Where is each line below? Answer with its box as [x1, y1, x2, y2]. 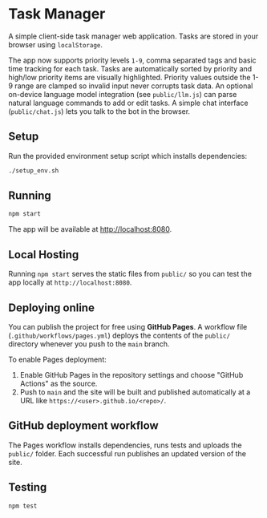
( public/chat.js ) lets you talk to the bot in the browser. [8, 106, 191, 116]
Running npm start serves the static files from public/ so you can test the [8, 269, 253, 279]
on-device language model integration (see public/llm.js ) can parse [8, 89, 237, 99]
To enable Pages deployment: [8, 354, 107, 364]
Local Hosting [8, 248, 79, 261]
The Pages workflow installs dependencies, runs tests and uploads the [8, 440, 242, 450]
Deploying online [8, 301, 95, 314]
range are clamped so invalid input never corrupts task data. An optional [14, 81, 253, 91]
